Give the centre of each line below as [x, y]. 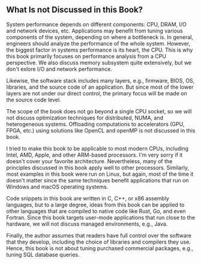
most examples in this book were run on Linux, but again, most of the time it [100, 174]
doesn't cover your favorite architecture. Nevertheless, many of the [89, 161]
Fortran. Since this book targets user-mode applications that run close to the [101, 217]
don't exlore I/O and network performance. [59, 69]
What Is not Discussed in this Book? [74, 10]
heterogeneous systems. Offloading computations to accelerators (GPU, [95, 124]
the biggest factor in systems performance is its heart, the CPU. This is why [100, 50]
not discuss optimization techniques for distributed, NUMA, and [85, 118]
